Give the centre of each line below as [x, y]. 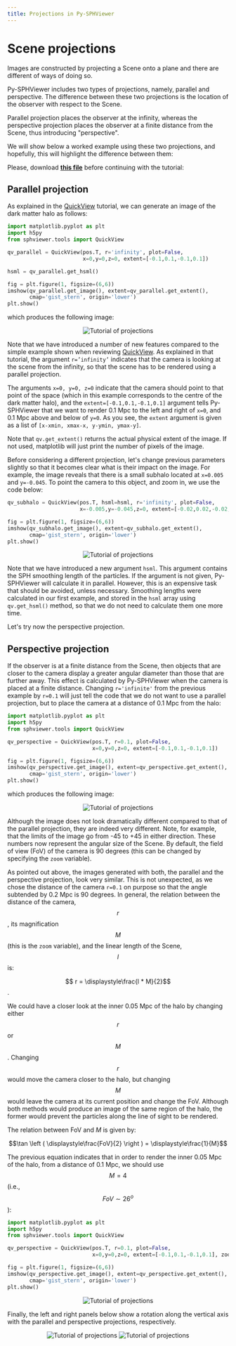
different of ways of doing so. [50, 75]
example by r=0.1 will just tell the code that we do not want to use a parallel [117, 695]
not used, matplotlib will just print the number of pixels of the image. [106, 446]
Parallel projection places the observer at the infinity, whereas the [103, 117]
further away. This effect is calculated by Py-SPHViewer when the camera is [118, 681]
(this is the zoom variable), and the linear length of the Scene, [95, 946]
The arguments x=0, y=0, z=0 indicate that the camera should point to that [115, 388]
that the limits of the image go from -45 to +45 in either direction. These [112, 836]
